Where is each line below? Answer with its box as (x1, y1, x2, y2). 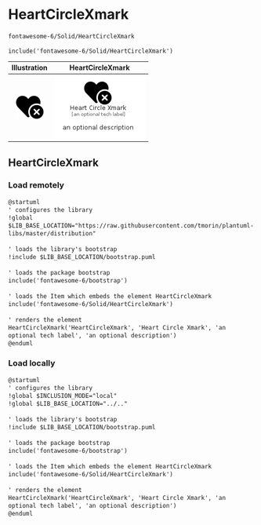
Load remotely (8, 179, 65, 190)
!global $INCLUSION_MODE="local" (8, 392, 118, 400)
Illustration (11, 63, 49, 72)
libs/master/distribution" (8, 229, 96, 237)
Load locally (8, 357, 56, 368)
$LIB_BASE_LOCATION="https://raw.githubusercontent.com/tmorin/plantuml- (8, 221, 255, 229)
